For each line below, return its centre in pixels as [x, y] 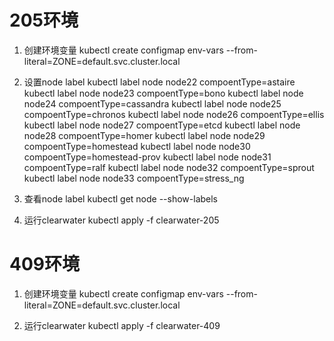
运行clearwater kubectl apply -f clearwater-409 [122, 325]
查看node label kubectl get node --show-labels [121, 198]
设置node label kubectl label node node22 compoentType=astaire [159, 82]
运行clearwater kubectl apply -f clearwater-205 [121, 220]
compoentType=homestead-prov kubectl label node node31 [147, 157]
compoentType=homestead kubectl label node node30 [137, 146]
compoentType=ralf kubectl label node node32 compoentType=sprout [169, 167]
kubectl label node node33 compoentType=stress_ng [134, 178]
